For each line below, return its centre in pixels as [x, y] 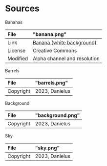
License [17, 51]
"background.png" [57, 115]
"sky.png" [47, 148]
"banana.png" [50, 34]
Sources [22, 9]
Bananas [14, 22]
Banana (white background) [64, 42]
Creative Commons [55, 51]
